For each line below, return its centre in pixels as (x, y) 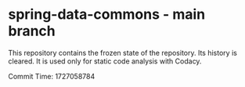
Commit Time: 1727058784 (52, 76)
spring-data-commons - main (107, 14)
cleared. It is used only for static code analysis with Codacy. (105, 61)
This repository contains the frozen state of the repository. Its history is (122, 53)
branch (32, 31)
